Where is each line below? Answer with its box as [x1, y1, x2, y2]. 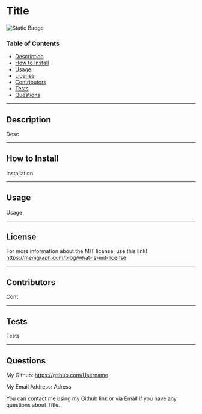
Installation [6, 169, 34, 177]
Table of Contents [6, 39, 60, 48]
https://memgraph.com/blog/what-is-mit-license [6, 254, 127, 262]
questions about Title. [6, 401, 60, 408]
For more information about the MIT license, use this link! [6, 248, 147, 255]
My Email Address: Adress [6, 383, 72, 390]
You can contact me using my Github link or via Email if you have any [6, 395, 177, 402]
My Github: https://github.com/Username [6, 371, 109, 378]
